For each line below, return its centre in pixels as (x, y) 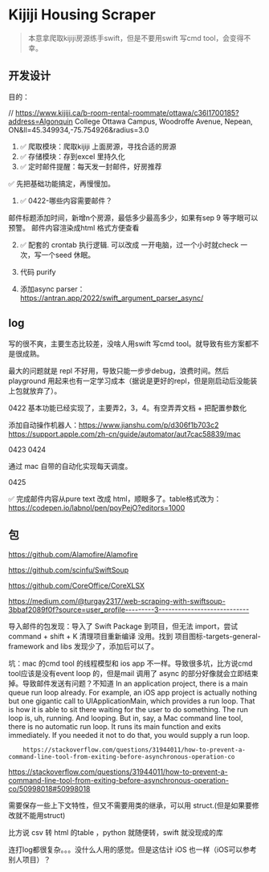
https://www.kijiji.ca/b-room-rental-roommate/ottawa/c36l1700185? (127, 112)
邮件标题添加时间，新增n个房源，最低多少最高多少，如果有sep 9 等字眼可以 (133, 218)
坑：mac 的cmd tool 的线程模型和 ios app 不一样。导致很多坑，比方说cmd (130, 663)
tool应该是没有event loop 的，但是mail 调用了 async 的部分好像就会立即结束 (133, 674)
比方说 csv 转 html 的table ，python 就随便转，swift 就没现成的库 (116, 833)
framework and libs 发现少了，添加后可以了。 (84, 646)
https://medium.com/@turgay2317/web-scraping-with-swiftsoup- (117, 601)
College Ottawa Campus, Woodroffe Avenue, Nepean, (164, 121)
